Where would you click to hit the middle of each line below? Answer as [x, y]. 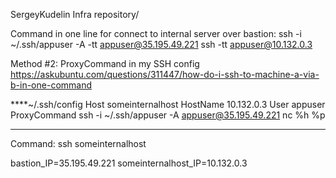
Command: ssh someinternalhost [78, 143]
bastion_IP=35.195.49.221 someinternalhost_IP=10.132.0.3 [129, 163]
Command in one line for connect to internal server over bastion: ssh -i [156, 33]
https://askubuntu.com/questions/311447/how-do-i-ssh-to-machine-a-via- [165, 74]
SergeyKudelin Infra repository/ [75, 14]
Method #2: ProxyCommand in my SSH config [105, 63]
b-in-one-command [51, 85]
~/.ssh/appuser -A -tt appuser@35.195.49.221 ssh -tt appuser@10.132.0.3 [161, 44]
